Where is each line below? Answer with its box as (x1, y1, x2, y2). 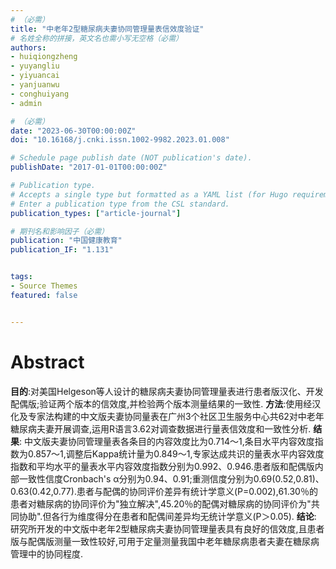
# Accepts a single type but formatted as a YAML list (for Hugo (10, 189, 288, 200)
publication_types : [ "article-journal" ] (10, 208, 182, 218)
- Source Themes (10, 281, 78, 291)
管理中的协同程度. (10, 547, 84, 560)
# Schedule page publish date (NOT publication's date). (10, 153, 253, 163)
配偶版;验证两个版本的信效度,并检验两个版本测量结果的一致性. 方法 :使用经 (10, 397, 313, 410)
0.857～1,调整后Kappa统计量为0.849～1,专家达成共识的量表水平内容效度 (27, 447, 325, 460)
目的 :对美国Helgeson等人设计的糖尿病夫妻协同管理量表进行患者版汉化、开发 (10, 385, 324, 397)
